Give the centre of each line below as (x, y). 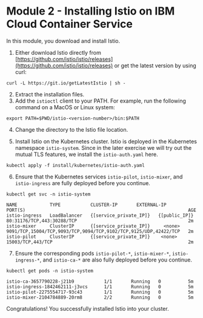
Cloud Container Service (70, 24)
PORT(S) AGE (101, 210)
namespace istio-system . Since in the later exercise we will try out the (103, 147)
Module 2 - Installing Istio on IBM (91, 11)
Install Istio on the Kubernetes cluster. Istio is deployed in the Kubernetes (106, 141)
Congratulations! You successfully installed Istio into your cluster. (88, 308)
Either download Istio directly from (58, 52)
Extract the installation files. (50, 94)
